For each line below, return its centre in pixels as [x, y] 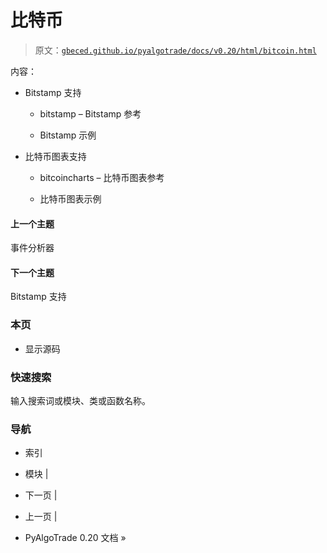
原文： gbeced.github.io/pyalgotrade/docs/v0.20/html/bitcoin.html [175, 50]
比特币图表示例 [70, 198]
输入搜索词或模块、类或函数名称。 [80, 400]
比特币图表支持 [55, 156]
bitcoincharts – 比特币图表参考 [102, 177]
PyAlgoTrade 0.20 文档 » [75, 538]
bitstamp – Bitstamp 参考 [90, 113]
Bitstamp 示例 [68, 135]
